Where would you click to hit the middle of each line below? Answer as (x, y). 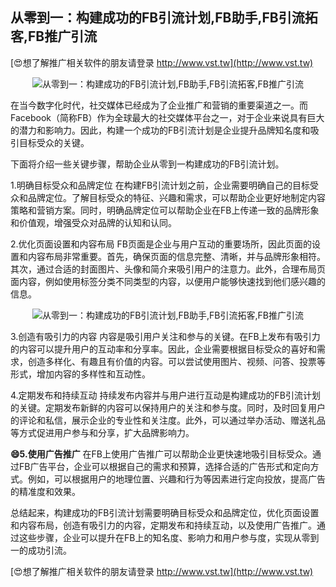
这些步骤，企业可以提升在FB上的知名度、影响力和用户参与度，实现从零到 (169, 537)
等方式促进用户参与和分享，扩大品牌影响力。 (102, 432)
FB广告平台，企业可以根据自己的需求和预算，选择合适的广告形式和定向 (164, 466)
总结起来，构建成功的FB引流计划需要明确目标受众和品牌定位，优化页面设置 (165, 512)
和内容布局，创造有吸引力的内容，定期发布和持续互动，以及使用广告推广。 (163, 525)
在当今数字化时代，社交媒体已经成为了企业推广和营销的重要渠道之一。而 (159, 105)
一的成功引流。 (41, 550)
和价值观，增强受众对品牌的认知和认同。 (93, 222)
